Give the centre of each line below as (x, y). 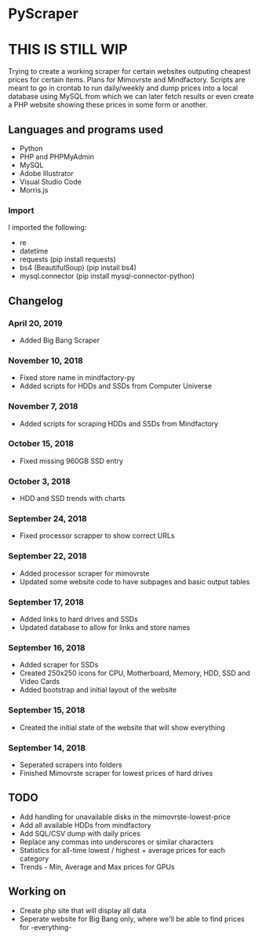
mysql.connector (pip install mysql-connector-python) (107, 276)
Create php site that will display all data (83, 910)
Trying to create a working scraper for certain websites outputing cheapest (129, 71)
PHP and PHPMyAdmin (56, 156)
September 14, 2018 (47, 748)
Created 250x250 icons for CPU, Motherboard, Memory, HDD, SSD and (135, 673)
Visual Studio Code (51, 181)
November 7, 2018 (43, 407)
